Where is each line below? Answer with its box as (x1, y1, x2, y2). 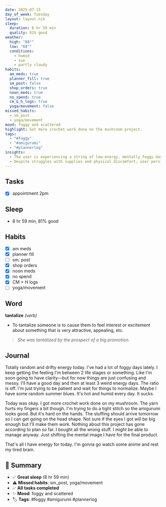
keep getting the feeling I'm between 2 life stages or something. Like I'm (5, 369, 152, 376)
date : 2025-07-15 (5, 7, 41, 12)
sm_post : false (9, 81, 41, 86)
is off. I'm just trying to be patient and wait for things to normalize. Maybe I (5, 385, 157, 391)
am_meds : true (9, 72, 39, 77)
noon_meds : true (9, 90, 43, 95)
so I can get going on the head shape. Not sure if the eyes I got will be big (5, 416, 156, 422)
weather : (5, 35, 23, 40)
